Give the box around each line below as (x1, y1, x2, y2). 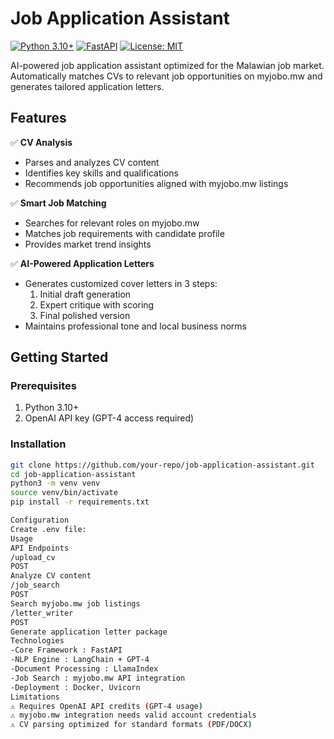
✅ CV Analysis (10, 136, 73, 148)
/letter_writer (10, 608, 74, 618)
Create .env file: (10, 524, 87, 534)
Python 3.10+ (24, 402, 80, 414)
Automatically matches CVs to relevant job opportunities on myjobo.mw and (10, 70, 323, 82)
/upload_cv (10, 552, 56, 562)
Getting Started (10, 349, 109, 366)
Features (10, 110, 67, 127)
